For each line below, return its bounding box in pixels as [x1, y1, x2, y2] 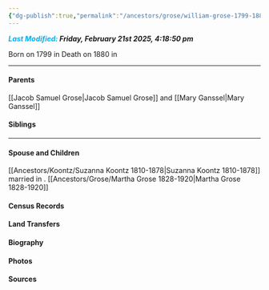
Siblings [8, 119, 36, 129]
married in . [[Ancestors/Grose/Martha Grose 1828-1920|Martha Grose [8, 174, 241, 184]
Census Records [8, 201, 65, 211]
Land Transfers [8, 220, 60, 229]
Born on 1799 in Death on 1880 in [8, 49, 118, 58]
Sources [8, 274, 38, 284]
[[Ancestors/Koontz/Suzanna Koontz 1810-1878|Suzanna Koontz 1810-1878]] [8, 166, 261, 175]
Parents [8, 75, 35, 85]
